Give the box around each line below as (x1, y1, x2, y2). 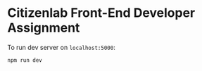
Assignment (7, 20, 80, 36)
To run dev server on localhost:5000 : (7, 43, 116, 51)
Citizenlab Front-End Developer (7, 5, 196, 21)
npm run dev (7, 56, 42, 64)
